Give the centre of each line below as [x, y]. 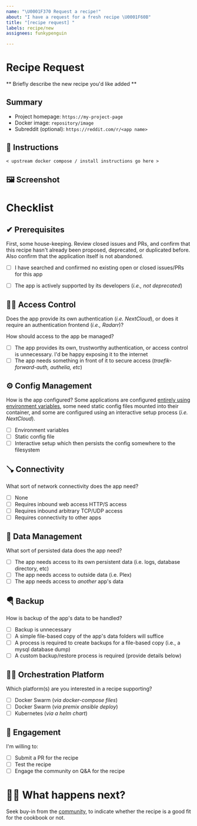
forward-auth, [32, 367]
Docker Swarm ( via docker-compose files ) [66, 700]
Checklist [30, 208]
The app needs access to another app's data [69, 581]
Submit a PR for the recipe [46, 758]
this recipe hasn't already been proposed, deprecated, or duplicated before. [98, 250]
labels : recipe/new [30, 28]
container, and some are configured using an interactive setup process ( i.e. [97, 412]
